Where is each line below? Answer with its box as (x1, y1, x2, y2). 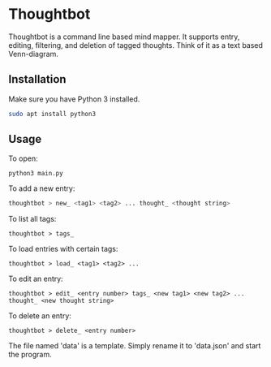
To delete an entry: (8, 311, 71, 321)
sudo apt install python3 (8, 110, 96, 118)
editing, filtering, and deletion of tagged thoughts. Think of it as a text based (8, 40, 264, 50)
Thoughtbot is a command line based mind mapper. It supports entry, (8, 32, 240, 41)
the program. (8, 350, 52, 360)
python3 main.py (8, 170, 63, 178)
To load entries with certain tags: (8, 244, 118, 254)
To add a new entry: (8, 183, 75, 193)
